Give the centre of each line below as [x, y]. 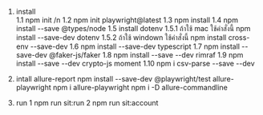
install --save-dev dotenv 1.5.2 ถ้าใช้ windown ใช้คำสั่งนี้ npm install [121, 38]
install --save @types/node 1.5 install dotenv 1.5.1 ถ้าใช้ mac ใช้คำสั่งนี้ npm [133, 28]
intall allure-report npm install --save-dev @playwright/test [113, 79]
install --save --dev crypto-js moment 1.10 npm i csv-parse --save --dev [135, 63]
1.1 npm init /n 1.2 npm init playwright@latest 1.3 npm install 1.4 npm [127, 20]
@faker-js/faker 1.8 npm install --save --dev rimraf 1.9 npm [146, 55]
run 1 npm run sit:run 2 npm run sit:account [87, 103]
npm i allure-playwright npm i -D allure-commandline [140, 87]
